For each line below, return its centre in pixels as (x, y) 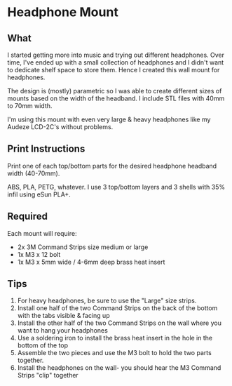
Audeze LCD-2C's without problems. (60, 127)
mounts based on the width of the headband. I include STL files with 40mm (116, 98)
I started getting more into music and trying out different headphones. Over (116, 55)
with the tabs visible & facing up (63, 316)
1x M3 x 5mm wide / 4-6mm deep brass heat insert (91, 262)
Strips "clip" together (48, 375)
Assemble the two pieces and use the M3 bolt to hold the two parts (114, 353)
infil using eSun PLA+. (39, 194)
